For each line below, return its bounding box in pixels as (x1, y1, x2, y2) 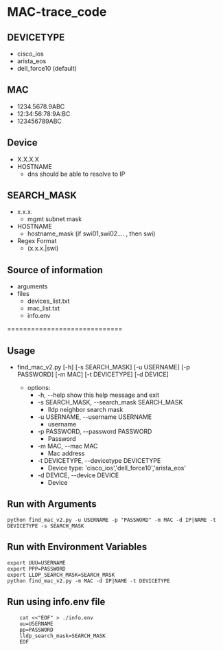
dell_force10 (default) (16, 65, 78, 72)
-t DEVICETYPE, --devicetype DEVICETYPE (37, 457, 161, 465)
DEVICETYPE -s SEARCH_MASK (7, 523, 84, 529)
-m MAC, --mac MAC (37, 442, 98, 450)
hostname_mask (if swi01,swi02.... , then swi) (27, 229, 156, 238)
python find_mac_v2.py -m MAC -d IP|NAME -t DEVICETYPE (7, 578, 170, 584)
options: (27, 384, 51, 392)
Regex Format (16, 237, 57, 245)
